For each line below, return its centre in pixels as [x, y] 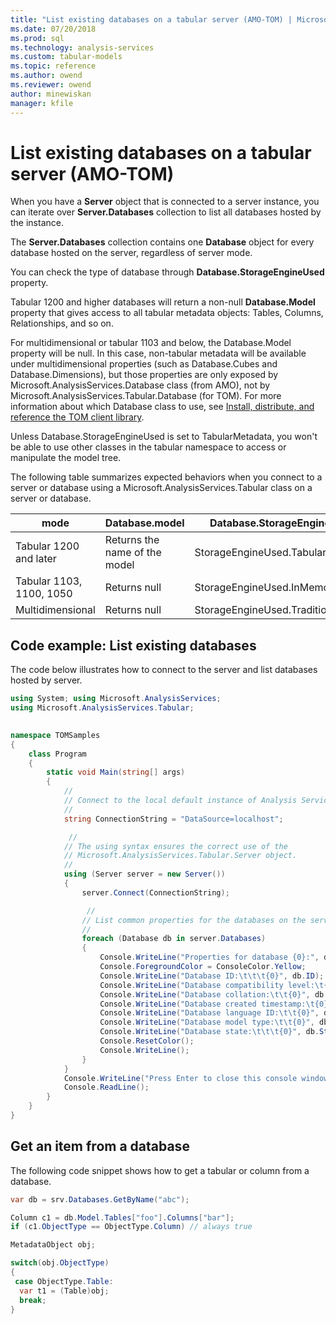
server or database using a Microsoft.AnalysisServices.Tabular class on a [161, 488]
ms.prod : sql [37, 38]
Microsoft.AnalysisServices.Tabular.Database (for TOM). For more [146, 396]
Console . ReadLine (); [106, 1087]
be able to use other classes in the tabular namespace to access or [148, 447]
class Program [57, 754]
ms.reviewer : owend [51, 85]
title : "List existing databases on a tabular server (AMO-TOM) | [151, 19]
